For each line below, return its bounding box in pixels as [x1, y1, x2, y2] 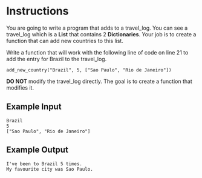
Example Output [6, 145, 68, 155]
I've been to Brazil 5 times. [6, 160, 83, 167]
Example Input [6, 102, 62, 112]
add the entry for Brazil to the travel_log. [6, 55, 107, 62]
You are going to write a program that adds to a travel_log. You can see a [6, 24, 188, 31]
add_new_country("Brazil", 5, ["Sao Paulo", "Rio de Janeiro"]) [6, 67, 172, 73]
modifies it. [6, 84, 34, 91]
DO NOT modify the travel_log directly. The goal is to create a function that [6, 77, 192, 85]
